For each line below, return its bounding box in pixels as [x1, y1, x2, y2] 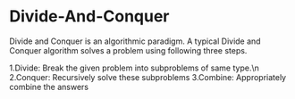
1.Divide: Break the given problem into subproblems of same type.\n [9, 62, 259, 73]
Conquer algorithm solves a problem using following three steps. [9, 45, 248, 55]
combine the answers [9, 81, 89, 92]
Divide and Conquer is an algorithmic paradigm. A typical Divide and [9, 36, 261, 46]
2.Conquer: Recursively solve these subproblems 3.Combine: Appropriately [9, 71, 287, 82]
